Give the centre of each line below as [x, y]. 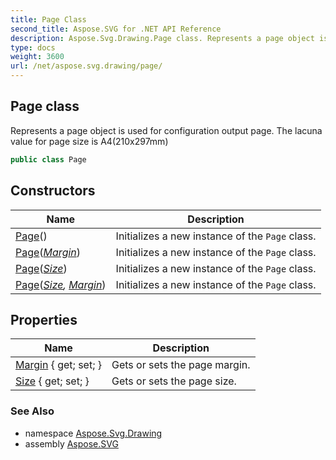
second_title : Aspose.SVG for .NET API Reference [116, 29]
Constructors [53, 191]
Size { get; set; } [52, 381]
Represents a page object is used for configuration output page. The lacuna [166, 130]
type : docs [33, 47]
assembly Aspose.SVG [71, 443]
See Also [32, 411]
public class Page [48, 159]
